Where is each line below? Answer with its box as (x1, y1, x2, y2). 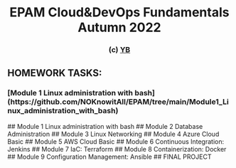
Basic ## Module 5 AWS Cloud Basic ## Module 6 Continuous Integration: (7, 137, 225, 146)
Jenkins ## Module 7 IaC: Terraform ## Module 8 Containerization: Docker (7, 145, 227, 153)
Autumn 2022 (77, 19, 161, 36)
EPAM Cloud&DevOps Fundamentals (9, 4, 230, 21)
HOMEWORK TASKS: (7, 67, 102, 79)
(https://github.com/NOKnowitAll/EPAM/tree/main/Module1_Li (7, 97, 229, 107)
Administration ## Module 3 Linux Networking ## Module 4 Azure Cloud (7, 130, 220, 138)
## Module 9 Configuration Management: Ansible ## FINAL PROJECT (7, 152, 212, 161)
